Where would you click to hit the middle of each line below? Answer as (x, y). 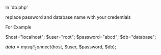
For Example (18, 27)
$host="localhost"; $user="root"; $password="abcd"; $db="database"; (81, 37)
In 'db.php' (17, 7)
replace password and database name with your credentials (68, 17)
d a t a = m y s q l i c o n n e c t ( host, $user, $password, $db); (61, 47)
